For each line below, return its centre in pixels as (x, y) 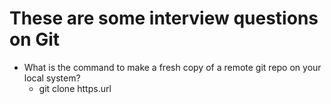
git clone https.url (75, 88)
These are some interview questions (164, 18)
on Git (35, 39)
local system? (52, 78)
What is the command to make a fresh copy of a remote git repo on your (172, 67)
